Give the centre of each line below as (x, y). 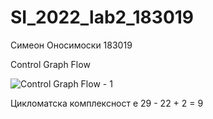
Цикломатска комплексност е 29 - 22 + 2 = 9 (107, 103)
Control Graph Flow (50, 64)
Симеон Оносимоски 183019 (71, 45)
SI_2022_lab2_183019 (102, 17)
